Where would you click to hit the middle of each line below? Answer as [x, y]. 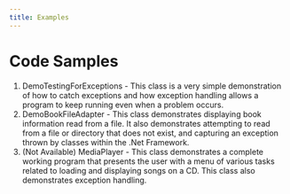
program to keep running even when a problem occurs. [123, 105]
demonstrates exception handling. [84, 180]
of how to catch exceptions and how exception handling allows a [140, 95]
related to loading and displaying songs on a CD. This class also [138, 170]
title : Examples [39, 17]
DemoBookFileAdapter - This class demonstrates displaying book [141, 114]
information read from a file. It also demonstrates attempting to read [146, 123]
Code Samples [64, 61]
